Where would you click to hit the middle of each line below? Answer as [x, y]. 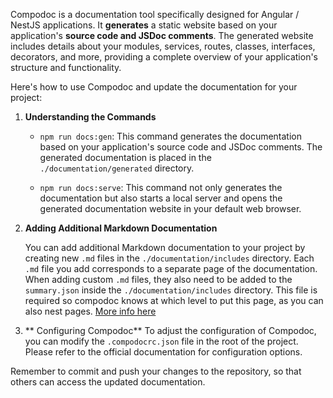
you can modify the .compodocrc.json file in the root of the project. [161, 341]
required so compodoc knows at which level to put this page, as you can [174, 300]
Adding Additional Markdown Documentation [121, 228]
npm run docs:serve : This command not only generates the [161, 187]
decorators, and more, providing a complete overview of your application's [164, 57]
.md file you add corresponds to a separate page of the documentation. [171, 268]
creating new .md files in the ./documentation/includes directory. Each [169, 258]
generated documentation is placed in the [125, 157]
